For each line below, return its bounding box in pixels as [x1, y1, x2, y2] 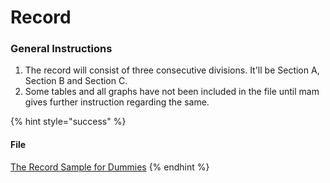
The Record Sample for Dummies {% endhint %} [10, 161, 210, 173]
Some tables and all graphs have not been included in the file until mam [24, 86, 320, 98]
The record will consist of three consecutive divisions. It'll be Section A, [24, 64, 320, 76]
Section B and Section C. [24, 75, 128, 87]
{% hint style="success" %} [10, 116, 127, 128]
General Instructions [10, 42, 113, 56]
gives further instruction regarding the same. [24, 96, 210, 108]
